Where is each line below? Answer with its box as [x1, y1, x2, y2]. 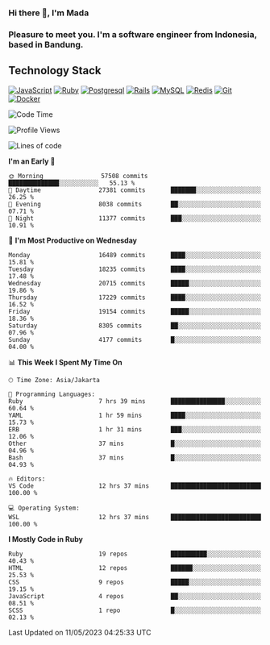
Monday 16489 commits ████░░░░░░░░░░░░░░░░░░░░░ [8, 251, 262, 259]
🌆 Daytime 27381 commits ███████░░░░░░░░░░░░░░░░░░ [8, 185, 262, 194]
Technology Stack [8, 64, 102, 77]
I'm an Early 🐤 [8, 156, 56, 166]
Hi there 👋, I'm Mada [8, 7, 89, 19]
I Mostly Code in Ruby [8, 534, 83, 543]
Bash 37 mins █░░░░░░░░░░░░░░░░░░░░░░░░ [8, 453, 262, 462]
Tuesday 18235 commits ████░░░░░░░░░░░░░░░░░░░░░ [8, 265, 262, 273]
